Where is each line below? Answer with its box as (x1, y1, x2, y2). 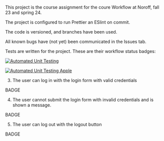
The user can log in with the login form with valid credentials (12, 77, 137, 83)
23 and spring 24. (5, 9, 42, 15)
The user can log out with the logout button (12, 121, 102, 127)
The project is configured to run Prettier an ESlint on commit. (5, 19, 130, 25)
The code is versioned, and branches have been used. (5, 29, 117, 34)
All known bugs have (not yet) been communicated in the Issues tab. (5, 38, 146, 44)
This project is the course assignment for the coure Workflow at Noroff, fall (5, 4, 159, 10)
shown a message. (12, 102, 51, 108)
